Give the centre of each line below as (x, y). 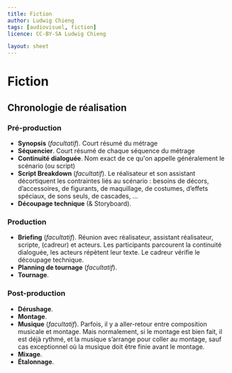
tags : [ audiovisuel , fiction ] (52, 27)
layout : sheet (28, 47)
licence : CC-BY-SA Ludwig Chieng (57, 34)
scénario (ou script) (46, 166)
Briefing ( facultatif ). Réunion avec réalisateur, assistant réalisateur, (116, 238)
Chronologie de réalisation (67, 107)
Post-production (37, 294)
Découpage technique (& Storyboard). (74, 204)
